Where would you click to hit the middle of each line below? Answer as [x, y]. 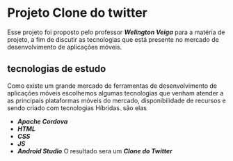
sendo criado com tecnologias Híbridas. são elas [77, 108]
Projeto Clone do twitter [77, 13]
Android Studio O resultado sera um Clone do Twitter [95, 151]
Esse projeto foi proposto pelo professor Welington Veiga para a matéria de [116, 32]
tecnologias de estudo [57, 69]
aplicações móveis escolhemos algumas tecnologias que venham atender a [115, 93]
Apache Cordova [42, 121]
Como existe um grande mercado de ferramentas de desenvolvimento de [112, 86]
